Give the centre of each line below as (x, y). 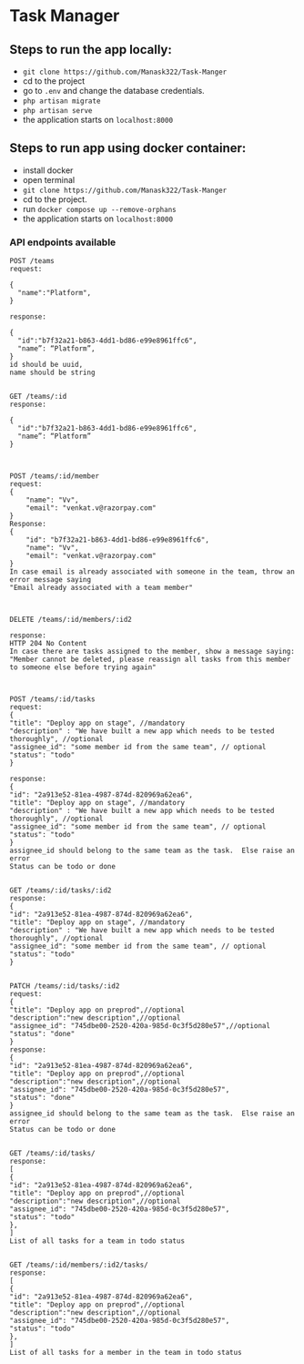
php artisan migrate (61, 101)
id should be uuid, (46, 365)
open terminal (49, 179)
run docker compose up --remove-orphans (99, 209)
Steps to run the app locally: (91, 50)
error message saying (51, 580)
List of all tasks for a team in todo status (97, 1241)
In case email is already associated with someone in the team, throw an (152, 572)
